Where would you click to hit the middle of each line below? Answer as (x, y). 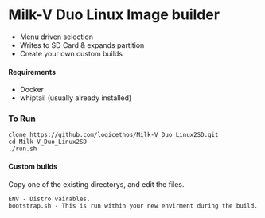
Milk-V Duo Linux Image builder (114, 15)
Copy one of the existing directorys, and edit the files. (96, 184)
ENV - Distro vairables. (49, 199)
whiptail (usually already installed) (76, 98)
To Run (22, 119)
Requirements (32, 72)
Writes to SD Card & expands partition (82, 45)
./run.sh (23, 149)
